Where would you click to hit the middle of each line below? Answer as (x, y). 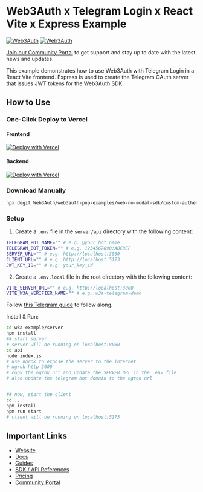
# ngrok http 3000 (29, 367)
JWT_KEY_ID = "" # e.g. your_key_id (50, 265)
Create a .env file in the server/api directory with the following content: (104, 231)
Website (25, 450)
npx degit (19, 203)
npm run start (24, 411)
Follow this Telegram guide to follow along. (60, 305)
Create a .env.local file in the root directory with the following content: (103, 277)
